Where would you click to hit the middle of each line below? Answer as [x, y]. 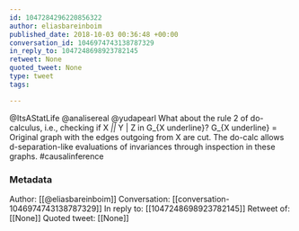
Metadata [31, 179]
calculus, [26, 128]
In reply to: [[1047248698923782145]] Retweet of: [197, 209]
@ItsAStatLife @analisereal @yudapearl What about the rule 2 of [129, 118]
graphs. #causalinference [57, 156]
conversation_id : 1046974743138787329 [82, 43]
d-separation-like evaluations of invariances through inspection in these [142, 147]
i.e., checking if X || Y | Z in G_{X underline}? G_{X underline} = [161, 128]
